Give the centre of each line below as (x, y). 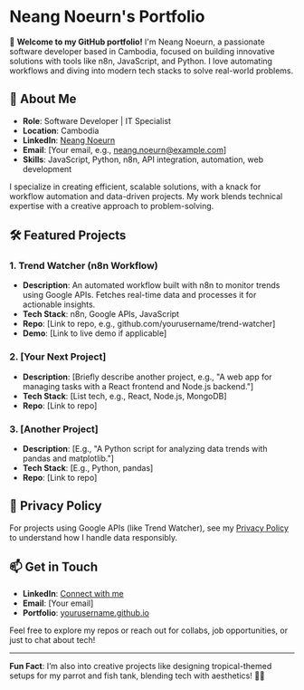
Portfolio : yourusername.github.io (85, 612)
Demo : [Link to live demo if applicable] (95, 333)
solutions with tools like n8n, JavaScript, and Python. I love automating (141, 61)
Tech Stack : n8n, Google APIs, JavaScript (100, 314)
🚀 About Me (43, 99)
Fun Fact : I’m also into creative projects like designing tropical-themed (141, 666)
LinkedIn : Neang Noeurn (69, 140)
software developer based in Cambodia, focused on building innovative (142, 51)
